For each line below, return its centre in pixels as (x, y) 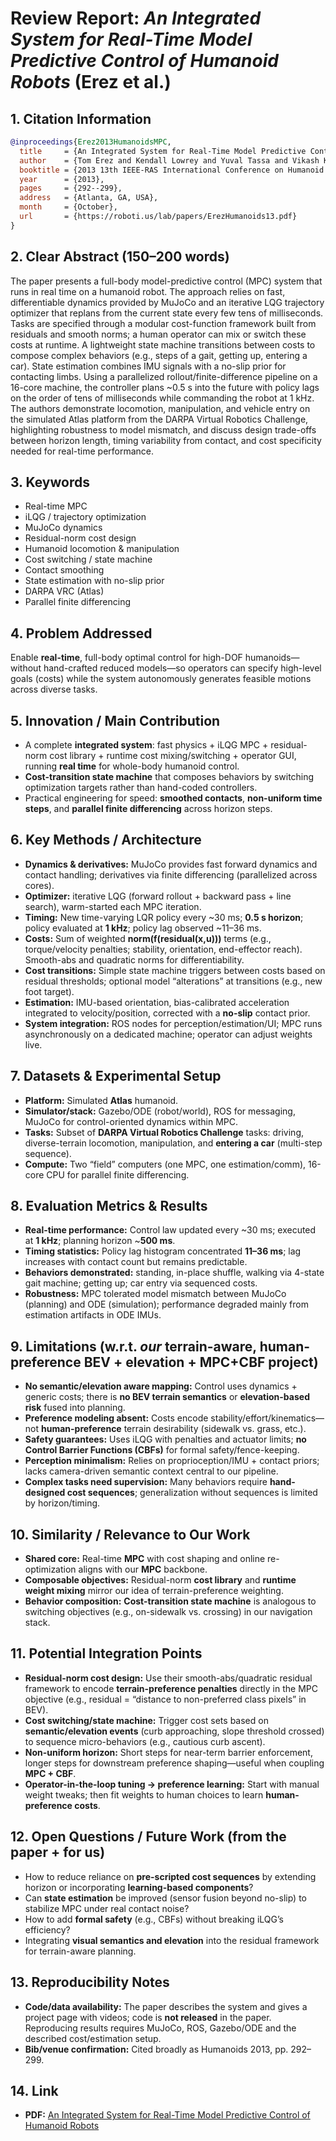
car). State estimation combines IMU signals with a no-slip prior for (148, 366)
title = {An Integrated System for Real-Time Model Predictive (163, 151)
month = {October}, (68, 207)
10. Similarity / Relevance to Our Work (130, 1534)
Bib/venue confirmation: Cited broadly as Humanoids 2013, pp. (156, 2049)
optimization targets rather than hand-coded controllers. (141, 787)
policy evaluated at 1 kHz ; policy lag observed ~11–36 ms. (143, 928)
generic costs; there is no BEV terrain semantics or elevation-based (167, 1397)
